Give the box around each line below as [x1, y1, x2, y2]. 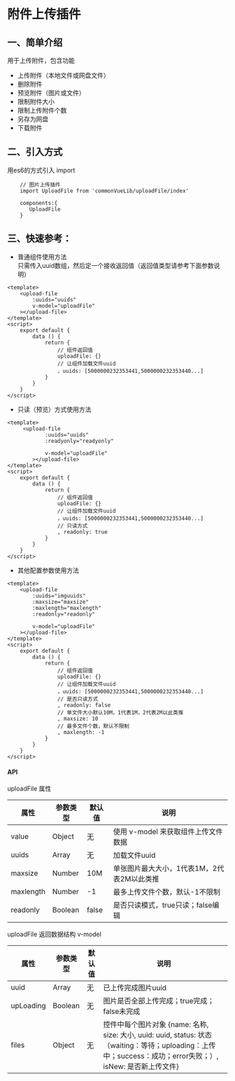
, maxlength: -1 [57, 728, 105, 735]
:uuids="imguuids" [32, 592, 86, 599]
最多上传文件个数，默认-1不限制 [113, 886, 220, 896]
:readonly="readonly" [32, 610, 96, 618]
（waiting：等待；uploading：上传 [103, 1040, 216, 1050]
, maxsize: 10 [57, 715, 99, 722]
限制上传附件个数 [17, 106, 67, 114]
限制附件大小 [17, 97, 55, 106]
